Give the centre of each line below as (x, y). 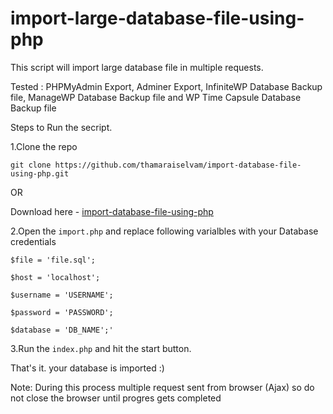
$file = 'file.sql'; (53, 260)
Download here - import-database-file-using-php (112, 211)
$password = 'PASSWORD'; (62, 312)
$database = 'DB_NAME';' (62, 330)
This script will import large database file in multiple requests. (137, 67)
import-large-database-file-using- (157, 18)
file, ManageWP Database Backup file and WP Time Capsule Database (156, 97)
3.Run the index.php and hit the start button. (101, 348)
